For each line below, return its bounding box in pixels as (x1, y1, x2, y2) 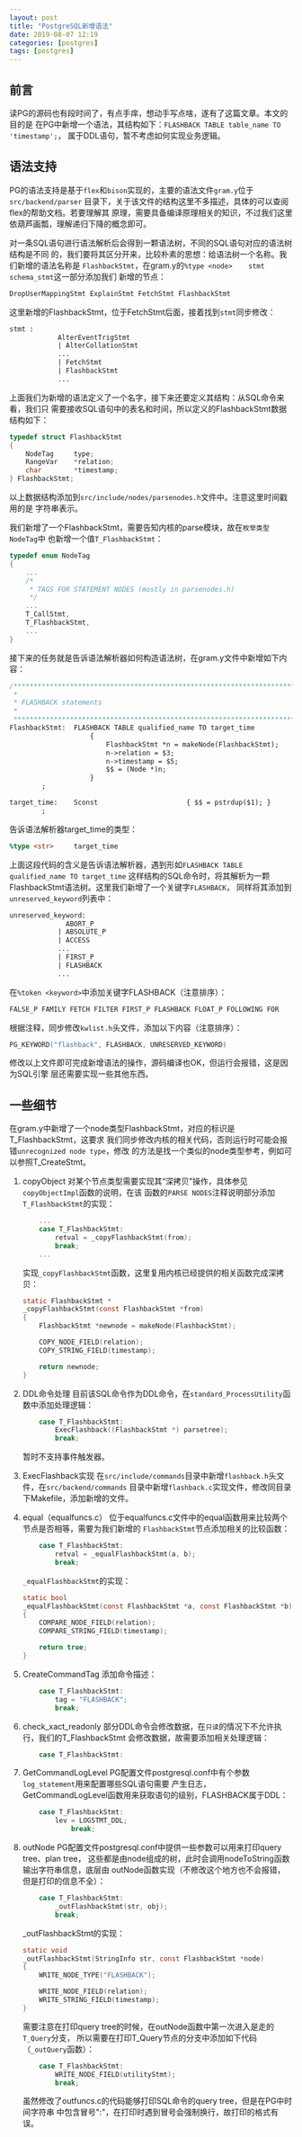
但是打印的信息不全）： (22, 1876, 106, 1887)
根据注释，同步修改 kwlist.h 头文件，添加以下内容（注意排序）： (9, 1022, 243, 1033)
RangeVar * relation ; (25, 458, 115, 467)
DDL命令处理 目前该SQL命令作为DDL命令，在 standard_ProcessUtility (22, 1388, 283, 1399)
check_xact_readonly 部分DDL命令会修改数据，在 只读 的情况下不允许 (22, 1721, 274, 1731)
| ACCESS (57, 936, 91, 945)
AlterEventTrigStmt (57, 333, 130, 342)
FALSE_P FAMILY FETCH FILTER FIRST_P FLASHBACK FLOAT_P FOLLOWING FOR (9, 1005, 280, 1014)
